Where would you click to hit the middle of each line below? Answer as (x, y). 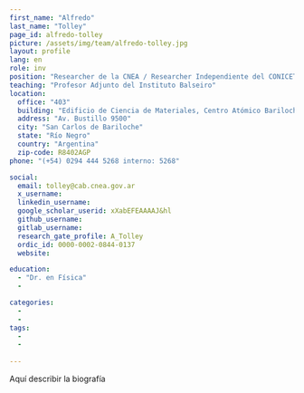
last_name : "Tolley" (48, 26)
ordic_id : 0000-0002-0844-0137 (76, 244)
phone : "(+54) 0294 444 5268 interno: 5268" (95, 161)
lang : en (26, 60)
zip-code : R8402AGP (54, 152)
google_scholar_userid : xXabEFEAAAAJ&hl (95, 211)
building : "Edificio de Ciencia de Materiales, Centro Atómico (139, 110)
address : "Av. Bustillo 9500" (74, 119)
